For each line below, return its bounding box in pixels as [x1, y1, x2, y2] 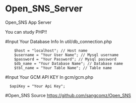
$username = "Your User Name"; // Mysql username [14, 52, 119, 57]
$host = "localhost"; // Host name [14, 48, 88, 53]
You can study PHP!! [5, 29, 47, 35]
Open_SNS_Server [5, 3, 83, 14]
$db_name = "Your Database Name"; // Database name [14, 61, 123, 66]
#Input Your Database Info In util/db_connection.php [5, 38, 112, 45]
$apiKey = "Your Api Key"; [9, 84, 66, 89]
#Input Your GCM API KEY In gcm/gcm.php [5, 74, 93, 80]
